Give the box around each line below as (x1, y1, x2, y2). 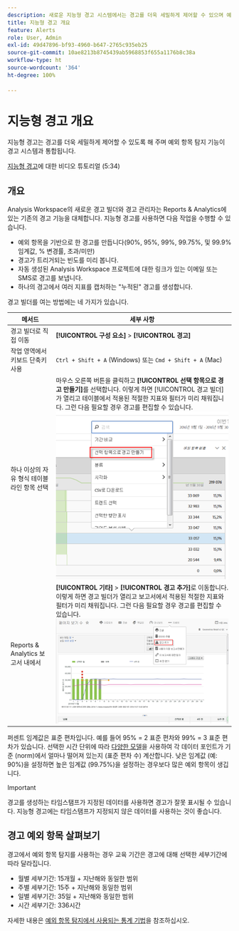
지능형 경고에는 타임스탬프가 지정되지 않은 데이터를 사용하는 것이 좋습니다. (16, 807, 222, 816)
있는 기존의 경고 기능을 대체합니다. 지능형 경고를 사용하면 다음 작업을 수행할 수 (7, 214, 224, 222)
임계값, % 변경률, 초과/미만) (17, 247, 95, 256)
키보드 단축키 (10, 356, 48, 364)
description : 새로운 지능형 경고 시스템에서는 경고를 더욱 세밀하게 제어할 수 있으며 (7, 11, 224, 19)
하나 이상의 (10, 465, 41, 473)
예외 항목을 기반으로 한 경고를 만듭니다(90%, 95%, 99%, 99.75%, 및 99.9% (17, 238, 232, 247)
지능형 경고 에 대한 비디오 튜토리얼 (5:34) (7, 162, 121, 170)
